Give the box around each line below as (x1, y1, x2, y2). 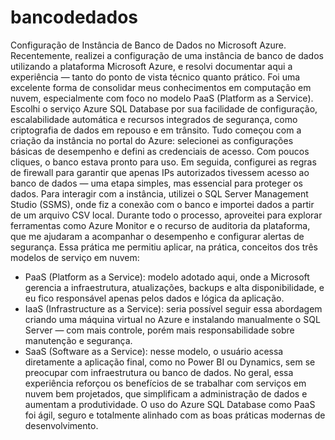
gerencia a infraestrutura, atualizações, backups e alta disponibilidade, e (24, 281, 325, 293)
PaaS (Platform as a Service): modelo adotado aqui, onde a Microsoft (24, 271, 310, 283)
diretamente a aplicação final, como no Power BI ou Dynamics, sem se (24, 356, 316, 368)
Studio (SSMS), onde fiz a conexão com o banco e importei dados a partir (10, 198, 315, 210)
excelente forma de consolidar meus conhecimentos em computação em (10, 81, 312, 93)
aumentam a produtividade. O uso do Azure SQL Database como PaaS (24, 398, 316, 410)
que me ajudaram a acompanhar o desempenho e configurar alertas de (10, 230, 305, 242)
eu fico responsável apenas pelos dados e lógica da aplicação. (24, 292, 285, 304)
